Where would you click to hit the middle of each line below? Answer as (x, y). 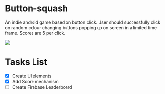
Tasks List (26, 62)
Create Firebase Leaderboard (42, 87)
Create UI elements (32, 76)
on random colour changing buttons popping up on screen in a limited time (81, 27)
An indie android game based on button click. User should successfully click (83, 22)
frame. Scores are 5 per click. (35, 33)
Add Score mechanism (35, 81)
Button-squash (36, 9)
